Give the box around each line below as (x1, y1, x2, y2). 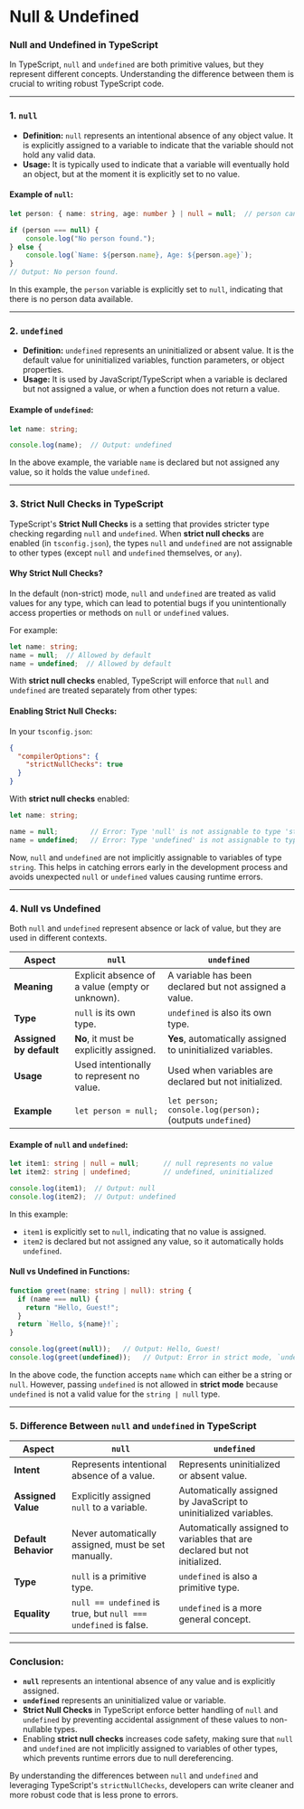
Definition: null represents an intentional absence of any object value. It (22, 129, 294, 141)
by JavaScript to (178, 1495, 249, 1508)
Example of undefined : (9, 404, 94, 415)
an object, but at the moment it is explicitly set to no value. (22, 168, 241, 179)
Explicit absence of (74, 969, 156, 981)
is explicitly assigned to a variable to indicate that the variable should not (22, 139, 294, 150)
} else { (9, 242, 43, 251)
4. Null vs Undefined (9, 902, 101, 914)
